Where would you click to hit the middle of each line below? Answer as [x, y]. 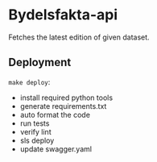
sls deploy [37, 140]
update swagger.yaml [56, 149]
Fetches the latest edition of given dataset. [79, 37]
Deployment [40, 62]
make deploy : [29, 81]
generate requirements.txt [63, 106]
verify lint [35, 131]
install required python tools [66, 98]
